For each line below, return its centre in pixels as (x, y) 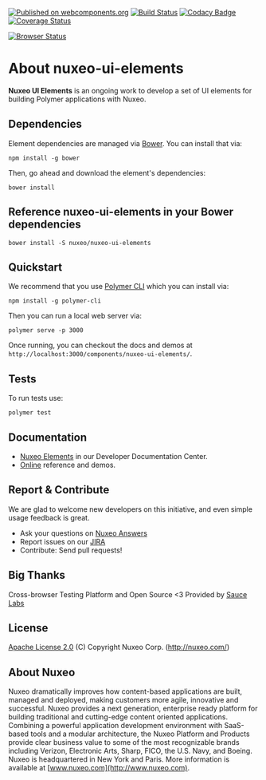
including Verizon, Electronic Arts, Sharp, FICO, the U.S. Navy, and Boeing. (130, 751)
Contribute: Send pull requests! (71, 550)
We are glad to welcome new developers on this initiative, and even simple (131, 509)
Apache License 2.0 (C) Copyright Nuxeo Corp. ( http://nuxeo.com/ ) (119, 647)
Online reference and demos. (68, 465)
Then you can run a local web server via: (75, 316)
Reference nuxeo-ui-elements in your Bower (121, 212)
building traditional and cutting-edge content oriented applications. (118, 717)
